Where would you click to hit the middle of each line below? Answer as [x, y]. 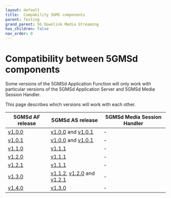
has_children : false [27, 29]
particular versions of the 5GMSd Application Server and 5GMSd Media [80, 89]
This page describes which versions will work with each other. [70, 104]
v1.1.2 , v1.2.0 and [73, 173]
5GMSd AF [27, 117]
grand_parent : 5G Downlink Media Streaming [52, 24]
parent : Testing [22, 19]
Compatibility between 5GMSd [72, 59]
